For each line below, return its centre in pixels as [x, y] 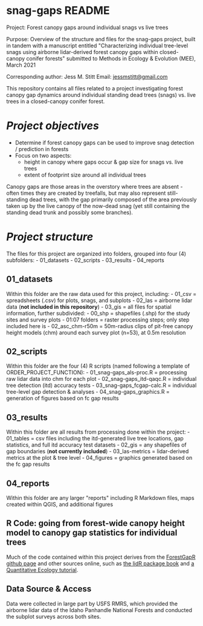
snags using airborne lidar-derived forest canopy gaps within [82, 52]
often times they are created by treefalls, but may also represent [86, 193]
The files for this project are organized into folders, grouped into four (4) [96, 254]
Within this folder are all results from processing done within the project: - [98, 432]
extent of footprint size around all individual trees [85, 175]
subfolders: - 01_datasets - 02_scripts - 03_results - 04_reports [85, 260]
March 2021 [21, 65]
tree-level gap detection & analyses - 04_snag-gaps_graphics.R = [88, 392]
